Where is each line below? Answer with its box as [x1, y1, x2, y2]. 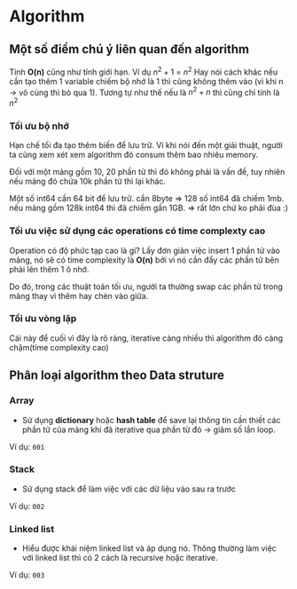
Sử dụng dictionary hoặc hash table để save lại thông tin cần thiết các [21, 414, 281, 425]
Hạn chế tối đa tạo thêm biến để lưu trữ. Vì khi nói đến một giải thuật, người [9, 140, 284, 151]
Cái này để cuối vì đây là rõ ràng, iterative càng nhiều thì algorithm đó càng [9, 333, 284, 343]
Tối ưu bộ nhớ [9, 120, 69, 132]
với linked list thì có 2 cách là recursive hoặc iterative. [21, 553, 218, 563]
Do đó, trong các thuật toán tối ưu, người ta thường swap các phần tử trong [9, 281, 284, 292]
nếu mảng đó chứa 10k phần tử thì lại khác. [9, 176, 167, 187]
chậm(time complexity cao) [9, 342, 109, 352]
